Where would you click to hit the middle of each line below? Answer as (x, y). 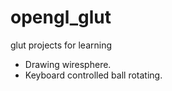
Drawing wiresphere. (68, 64)
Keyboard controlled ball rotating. (93, 75)
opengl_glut (61, 17)
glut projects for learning (61, 45)
